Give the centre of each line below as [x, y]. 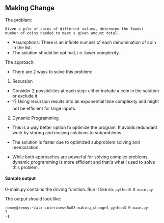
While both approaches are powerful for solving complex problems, [80, 157]
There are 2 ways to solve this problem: [52, 72]
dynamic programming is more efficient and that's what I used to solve [84, 162]
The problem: [19, 20]
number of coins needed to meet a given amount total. [62, 33]
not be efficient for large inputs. [44, 108]
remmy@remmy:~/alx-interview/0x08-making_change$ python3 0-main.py [77, 208]
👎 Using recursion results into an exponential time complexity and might [85, 101]
